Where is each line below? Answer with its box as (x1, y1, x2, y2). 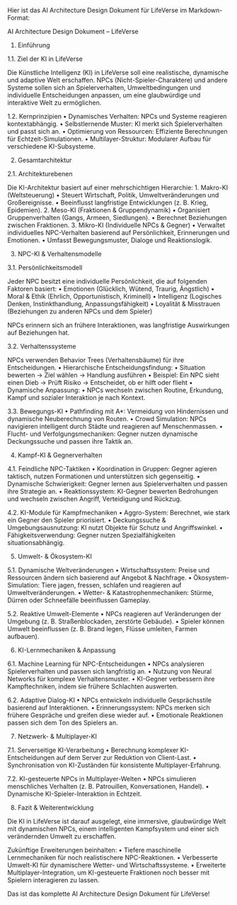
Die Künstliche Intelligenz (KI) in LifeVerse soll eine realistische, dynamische (7, 69, 229, 76)
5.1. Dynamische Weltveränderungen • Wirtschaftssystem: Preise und (7, 566, 210, 574)
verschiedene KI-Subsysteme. (7, 142, 96, 151)
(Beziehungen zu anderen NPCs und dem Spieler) (7, 307, 153, 316)
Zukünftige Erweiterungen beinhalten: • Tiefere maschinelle (7, 846, 182, 854)
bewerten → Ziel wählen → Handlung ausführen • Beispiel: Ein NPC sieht (7, 371, 219, 379)
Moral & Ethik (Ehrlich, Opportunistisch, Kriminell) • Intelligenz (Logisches (7, 292, 222, 300)
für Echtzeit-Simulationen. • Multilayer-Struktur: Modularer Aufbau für (7, 134, 212, 143)
